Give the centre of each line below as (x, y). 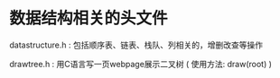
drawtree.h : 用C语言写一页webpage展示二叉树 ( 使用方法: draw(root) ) (141, 64)
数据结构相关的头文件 (89, 18)
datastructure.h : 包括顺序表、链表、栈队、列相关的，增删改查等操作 (136, 45)
